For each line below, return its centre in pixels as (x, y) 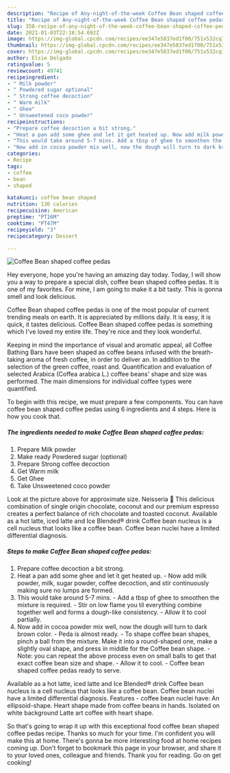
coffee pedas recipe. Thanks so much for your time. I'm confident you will (111, 733)
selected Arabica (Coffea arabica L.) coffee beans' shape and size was (107, 374)
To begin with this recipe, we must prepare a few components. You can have (115, 402)
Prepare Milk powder (47, 450)
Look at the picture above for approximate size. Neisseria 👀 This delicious (111, 499)
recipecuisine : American (42, 211)
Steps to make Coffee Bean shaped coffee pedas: (79, 551)
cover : (16, 52)
